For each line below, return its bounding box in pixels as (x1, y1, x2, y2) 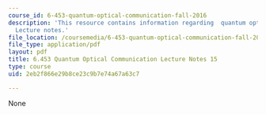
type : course (8, 63, 51, 71)
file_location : (8, 33, 59, 42)
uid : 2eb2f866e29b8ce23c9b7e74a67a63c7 (8, 70, 140, 78)
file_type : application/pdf (8, 41, 101, 49)
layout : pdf (8, 48, 47, 56)
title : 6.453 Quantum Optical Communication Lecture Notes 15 (8, 56, 218, 64)
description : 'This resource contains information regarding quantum (8, 19, 246, 27)
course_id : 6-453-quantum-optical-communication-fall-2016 (8, 11, 207, 20)
